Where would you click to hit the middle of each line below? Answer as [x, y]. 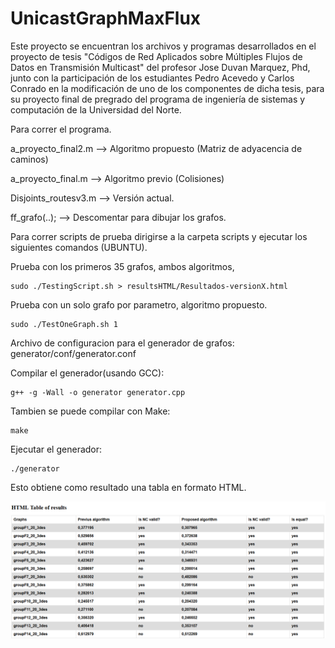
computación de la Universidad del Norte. [96, 109]
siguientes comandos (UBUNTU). [79, 247]
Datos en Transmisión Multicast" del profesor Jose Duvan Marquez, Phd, [160, 67]
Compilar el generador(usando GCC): [87, 373]
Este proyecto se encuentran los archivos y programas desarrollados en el [163, 46]
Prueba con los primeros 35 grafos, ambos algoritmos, [122, 266]
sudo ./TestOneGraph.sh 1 [64, 324]
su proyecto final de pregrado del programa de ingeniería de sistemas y [158, 99]
